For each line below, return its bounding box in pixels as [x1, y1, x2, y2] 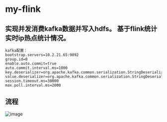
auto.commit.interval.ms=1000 [5, 65, 68, 70]
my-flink [5, 3, 41, 15]
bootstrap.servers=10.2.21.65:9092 [5, 53, 79, 58]
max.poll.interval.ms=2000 [5, 83, 61, 88]
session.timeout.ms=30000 [5, 78, 59, 83]
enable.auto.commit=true [5, 61, 57, 66]
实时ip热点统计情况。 [5, 34, 70, 42]
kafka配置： [5, 48, 28, 53]
